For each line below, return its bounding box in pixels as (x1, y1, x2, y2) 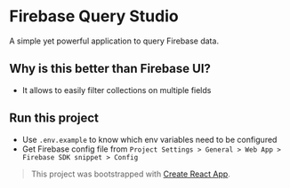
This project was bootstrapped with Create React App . (30, 168, 231, 179)
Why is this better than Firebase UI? (9, 61, 212, 76)
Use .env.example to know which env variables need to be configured (21, 134, 278, 145)
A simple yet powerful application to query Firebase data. (9, 35, 220, 46)
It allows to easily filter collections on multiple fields (21, 84, 212, 95)
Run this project (9, 111, 100, 126)
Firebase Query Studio (9, 6, 180, 27)
